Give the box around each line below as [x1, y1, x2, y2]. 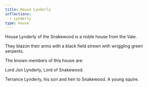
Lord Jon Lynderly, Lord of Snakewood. [5, 67, 84, 73]
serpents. [5, 48, 24, 54]
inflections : [5, 12, 32, 16]
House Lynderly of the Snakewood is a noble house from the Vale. [5, 34, 137, 40]
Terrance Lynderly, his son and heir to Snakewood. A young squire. [5, 76, 139, 82]
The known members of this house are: [5, 58, 83, 63]
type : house [5, 20, 29, 26]
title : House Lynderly [5, 7, 51, 12]
